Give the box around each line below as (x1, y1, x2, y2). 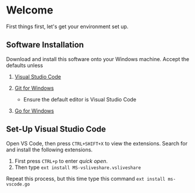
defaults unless (6, 62, 43, 69)
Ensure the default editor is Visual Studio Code (23, 96, 137, 103)
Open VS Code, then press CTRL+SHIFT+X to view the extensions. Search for (6, 140, 188, 147)
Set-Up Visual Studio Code (6, 124, 106, 134)
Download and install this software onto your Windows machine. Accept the (6, 55, 190, 62)
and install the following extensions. (6, 146, 93, 153)
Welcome (6, 4, 53, 17)
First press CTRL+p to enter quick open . (14, 157, 108, 164)
